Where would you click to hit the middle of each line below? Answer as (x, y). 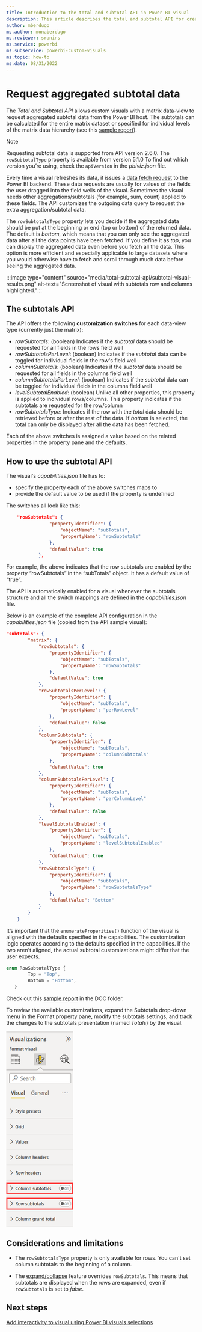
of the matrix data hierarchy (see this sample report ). (72, 130)
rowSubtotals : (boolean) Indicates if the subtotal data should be (94, 341)
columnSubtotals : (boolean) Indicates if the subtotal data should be (98, 367)
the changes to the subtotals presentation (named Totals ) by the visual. (94, 1023)
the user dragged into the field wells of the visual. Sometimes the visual (95, 190)
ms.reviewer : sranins (33, 38)
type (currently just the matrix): (45, 330)
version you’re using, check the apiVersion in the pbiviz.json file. (86, 166)
